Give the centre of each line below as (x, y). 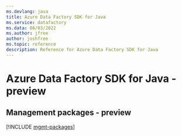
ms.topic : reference (31, 45)
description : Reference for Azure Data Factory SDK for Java (82, 50)
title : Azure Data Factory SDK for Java (56, 17)
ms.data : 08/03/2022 (31, 28)
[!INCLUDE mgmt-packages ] (40, 127)
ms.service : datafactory (36, 22)
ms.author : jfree (27, 33)
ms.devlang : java (27, 11)
